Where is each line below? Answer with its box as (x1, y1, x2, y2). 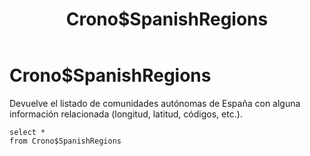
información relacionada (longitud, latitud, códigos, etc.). (9, 108, 243, 120)
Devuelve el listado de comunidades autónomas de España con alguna (9, 97, 301, 109)
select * (9, 127, 46, 137)
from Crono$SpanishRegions (9, 136, 122, 146)
